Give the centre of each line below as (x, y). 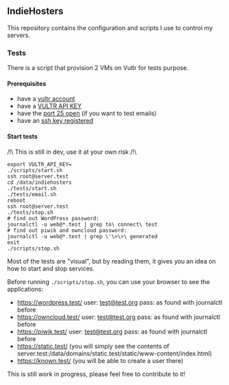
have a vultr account (46, 99)
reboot (16, 200)
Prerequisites (27, 83)
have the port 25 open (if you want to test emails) (87, 113)
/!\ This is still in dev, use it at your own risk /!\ (72, 152)
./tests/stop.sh (30, 212)
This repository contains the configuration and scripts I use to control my (110, 27)
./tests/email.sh (32, 194)
